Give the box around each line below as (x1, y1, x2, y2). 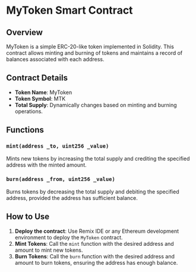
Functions (6, 125, 45, 135)
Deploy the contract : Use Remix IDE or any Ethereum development (14, 227, 179, 235)
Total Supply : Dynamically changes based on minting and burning (14, 101, 177, 108)
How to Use (6, 212, 50, 222)
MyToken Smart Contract (6, 4, 133, 17)
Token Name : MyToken (14, 89, 72, 96)
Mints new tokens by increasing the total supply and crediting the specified (6, 155, 190, 162)
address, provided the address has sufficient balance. (6, 194, 138, 201)
